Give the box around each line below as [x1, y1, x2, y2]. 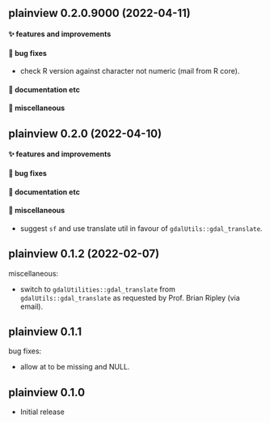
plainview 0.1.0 [8, 385, 86, 399]
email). [19, 301, 44, 311]
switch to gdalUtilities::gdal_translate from [19, 284, 175, 294]
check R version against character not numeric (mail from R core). [19, 66, 240, 76]
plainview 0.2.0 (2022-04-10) [8, 126, 162, 140]
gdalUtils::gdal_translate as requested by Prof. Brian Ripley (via [19, 293, 240, 302]
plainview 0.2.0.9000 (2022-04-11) [8, 6, 192, 20]
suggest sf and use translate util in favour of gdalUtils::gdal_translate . [19, 223, 263, 233]
